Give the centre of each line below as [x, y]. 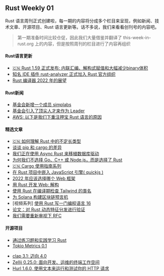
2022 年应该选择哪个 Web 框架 [44, 179]
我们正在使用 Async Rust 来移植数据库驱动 [56, 154]
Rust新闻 [14, 93]
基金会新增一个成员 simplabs [42, 105]
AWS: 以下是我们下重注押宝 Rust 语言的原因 [57, 117]
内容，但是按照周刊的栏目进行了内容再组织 [87, 44]
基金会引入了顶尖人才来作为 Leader [48, 111]
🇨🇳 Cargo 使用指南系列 [37, 166]
